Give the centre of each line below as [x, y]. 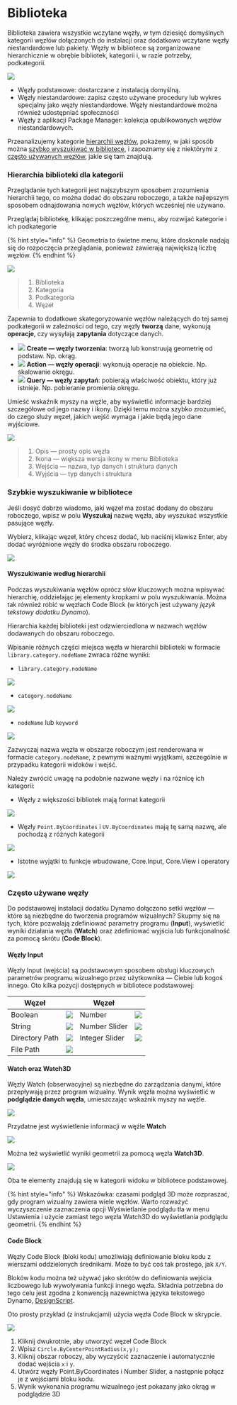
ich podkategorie [32, 227]
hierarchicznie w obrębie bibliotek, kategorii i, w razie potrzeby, [100, 55]
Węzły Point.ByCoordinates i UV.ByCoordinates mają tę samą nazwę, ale [122, 826]
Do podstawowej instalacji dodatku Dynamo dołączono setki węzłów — [111, 909]
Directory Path [35, 1038]
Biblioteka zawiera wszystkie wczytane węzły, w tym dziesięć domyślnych [116, 33]
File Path [25, 1050]
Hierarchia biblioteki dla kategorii [65, 174]
